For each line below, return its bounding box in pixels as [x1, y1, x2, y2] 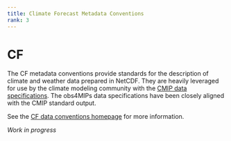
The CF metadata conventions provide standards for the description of [7, 69, 209, 78]
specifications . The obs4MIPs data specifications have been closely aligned [7, 92, 225, 100]
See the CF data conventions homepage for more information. [7, 113, 185, 121]
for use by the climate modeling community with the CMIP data [7, 84, 187, 92]
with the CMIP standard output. [7, 99, 96, 108]
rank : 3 [7, 17, 30, 24]
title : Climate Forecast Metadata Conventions [7, 10, 144, 17]
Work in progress [7, 126, 57, 134]
